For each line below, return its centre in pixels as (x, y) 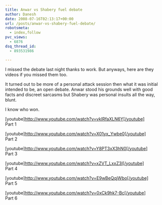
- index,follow (25, 33)
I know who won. (22, 109)
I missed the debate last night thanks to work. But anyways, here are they (80, 69)
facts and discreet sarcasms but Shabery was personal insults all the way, (80, 95)
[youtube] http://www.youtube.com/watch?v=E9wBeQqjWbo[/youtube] (77, 178)
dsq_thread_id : (21, 46)
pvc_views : (16, 37)
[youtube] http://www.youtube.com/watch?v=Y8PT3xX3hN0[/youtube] (76, 148)
